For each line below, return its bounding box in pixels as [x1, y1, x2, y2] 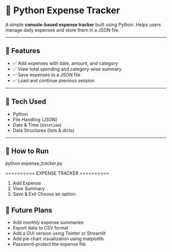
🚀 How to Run [5, 147, 49, 155]
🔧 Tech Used [5, 97, 46, 106]
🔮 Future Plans [5, 205, 53, 214]
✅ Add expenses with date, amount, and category [12, 60, 118, 66]
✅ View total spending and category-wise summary [12, 66, 122, 72]
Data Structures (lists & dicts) [12, 127, 75, 133]
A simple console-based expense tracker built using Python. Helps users [5, 21, 161, 28]
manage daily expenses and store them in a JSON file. [5, 27, 120, 33]
